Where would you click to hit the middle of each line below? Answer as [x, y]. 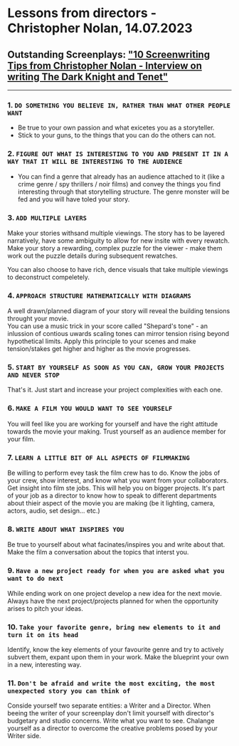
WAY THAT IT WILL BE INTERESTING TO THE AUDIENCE [95, 162]
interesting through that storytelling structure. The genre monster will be [123, 191]
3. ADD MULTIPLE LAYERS [47, 217]
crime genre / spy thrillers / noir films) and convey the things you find [119, 184]
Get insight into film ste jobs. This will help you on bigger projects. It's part [116, 488]
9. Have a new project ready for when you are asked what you [116, 571]
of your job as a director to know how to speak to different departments [112, 495]
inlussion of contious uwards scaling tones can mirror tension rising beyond [118, 334]
